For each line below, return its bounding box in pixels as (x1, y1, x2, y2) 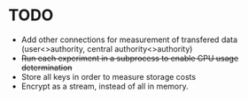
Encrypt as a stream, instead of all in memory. (20, 81, 190, 91)
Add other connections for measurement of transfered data (20, 34, 238, 45)
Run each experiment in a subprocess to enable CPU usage (20, 53, 239, 63)
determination (20, 62, 73, 73)
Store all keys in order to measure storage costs (20, 71, 197, 82)
